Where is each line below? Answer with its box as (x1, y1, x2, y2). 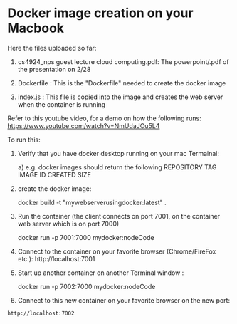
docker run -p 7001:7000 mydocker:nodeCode (17, 233, 154, 241)
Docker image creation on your (7, 5, 194, 21)
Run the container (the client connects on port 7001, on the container (17, 211, 221, 220)
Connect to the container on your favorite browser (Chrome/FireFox (17, 247, 216, 256)
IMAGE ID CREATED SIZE (17, 170, 91, 179)
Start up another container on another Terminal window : (17, 268, 184, 277)
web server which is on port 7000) (17, 219, 120, 228)
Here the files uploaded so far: (7, 43, 97, 52)
